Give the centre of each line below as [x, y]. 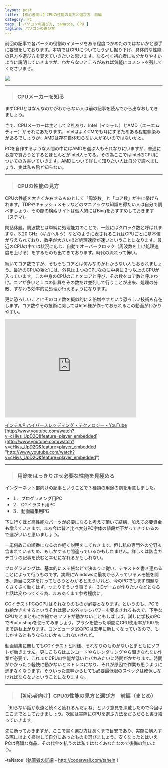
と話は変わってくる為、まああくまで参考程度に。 [55, 593]
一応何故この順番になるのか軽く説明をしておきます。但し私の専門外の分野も [84, 545]
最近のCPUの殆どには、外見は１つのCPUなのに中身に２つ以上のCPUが [87, 270]
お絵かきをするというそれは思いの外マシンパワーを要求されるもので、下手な [84, 610]
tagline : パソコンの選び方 [30, 29]
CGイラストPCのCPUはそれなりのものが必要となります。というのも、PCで [82, 604]
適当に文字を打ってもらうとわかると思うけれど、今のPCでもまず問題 [84, 581]
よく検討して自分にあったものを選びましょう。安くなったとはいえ [90, 737]
